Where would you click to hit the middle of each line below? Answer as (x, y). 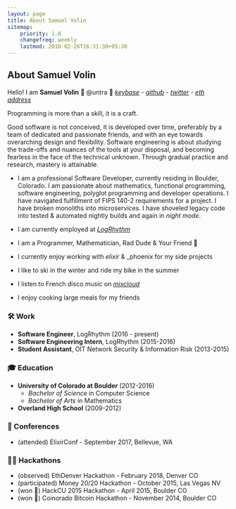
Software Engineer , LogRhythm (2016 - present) (88, 334)
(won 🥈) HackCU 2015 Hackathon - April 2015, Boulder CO (102, 490)
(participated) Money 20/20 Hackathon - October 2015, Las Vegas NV (119, 483)
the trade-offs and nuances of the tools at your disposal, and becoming (111, 149)
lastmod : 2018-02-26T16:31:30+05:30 (74, 47)
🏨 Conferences (33, 427)
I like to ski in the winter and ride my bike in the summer (98, 270)
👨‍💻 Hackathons (34, 460)
